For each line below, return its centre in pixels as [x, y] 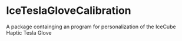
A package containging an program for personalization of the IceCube [91, 27]
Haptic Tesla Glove [29, 32]
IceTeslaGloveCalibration [69, 11]
